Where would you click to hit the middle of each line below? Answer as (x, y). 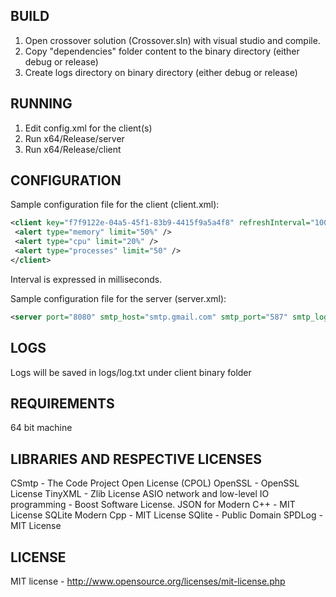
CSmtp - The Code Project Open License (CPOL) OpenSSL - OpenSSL (155, 483)
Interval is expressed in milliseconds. (86, 279)
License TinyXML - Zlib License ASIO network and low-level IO (140, 494)
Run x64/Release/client (73, 149)
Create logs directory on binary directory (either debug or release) (161, 72)
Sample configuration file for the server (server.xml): (118, 298)
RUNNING (41, 104)
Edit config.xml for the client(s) (88, 128)
